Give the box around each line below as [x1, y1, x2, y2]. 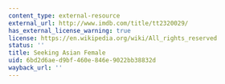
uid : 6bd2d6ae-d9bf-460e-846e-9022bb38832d [8, 57, 157, 65]
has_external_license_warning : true [8, 26, 131, 34]
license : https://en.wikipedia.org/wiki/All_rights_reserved [8, 34, 218, 42]
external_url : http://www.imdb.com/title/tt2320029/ [8, 19, 189, 27]
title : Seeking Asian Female [8, 49, 106, 57]
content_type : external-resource [8, 11, 121, 20]
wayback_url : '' [8, 64, 63, 72]
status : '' [8, 42, 45, 50]
